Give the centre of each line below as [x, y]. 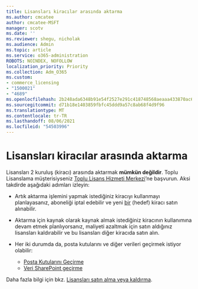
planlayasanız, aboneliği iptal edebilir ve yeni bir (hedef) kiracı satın [96, 202]
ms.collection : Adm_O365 [37, 72]
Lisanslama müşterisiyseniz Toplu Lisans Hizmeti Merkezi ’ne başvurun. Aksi [98, 178]
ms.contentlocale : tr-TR [37, 116]
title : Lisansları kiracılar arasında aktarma [64, 12]
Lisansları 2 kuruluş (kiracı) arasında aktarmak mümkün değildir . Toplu [92, 172]
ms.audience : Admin [30, 45]
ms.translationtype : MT [35, 110]
